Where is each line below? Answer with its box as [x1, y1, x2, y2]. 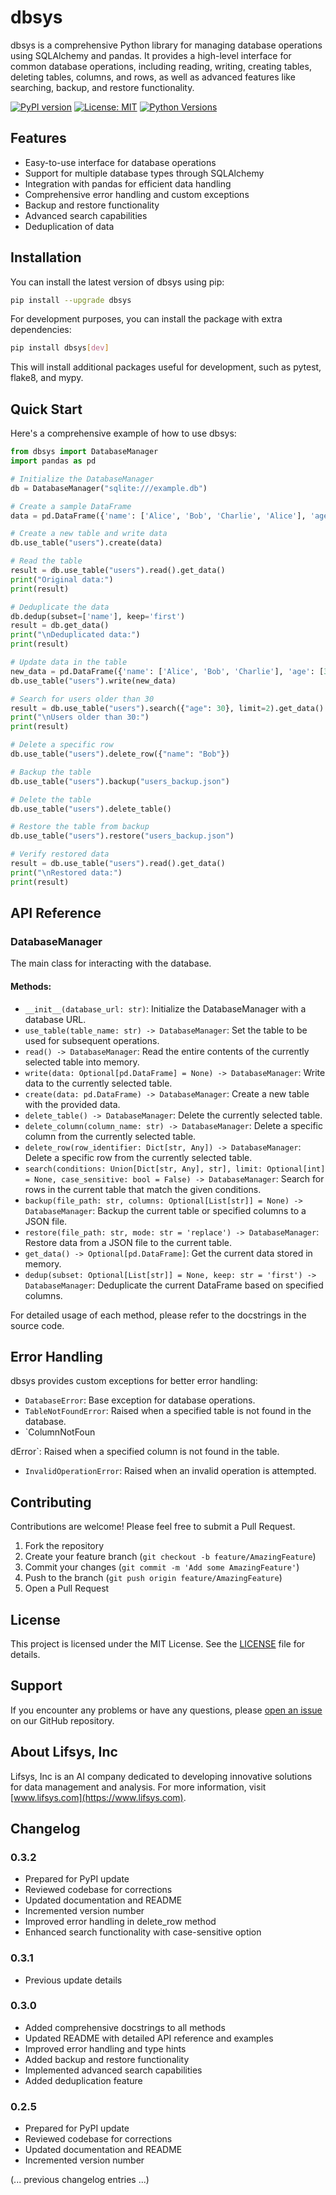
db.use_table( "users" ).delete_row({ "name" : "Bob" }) [10, 749, 230, 759]
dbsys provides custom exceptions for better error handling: [10, 1375, 258, 1387]
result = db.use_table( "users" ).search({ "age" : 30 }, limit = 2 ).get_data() [10, 703, 325, 713]
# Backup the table [10, 767, 92, 777]
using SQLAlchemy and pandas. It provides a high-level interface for [10, 49, 292, 61]
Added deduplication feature [24, 2074, 143, 2086]
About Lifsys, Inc [10, 1744, 118, 1761]
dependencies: [10, 324, 72, 336]
